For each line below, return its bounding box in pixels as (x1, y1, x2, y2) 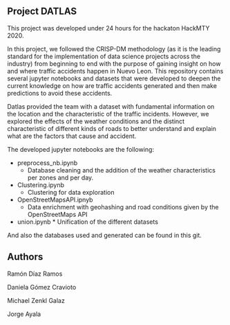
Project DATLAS (7, 6, 77, 17)
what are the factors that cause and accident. (7, 132, 137, 140)
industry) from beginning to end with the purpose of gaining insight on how (7, 59, 221, 68)
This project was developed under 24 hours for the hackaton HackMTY (7, 24, 210, 32)
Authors (7, 251, 44, 263)
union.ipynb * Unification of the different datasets (17, 218, 159, 226)
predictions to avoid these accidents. (7, 89, 113, 97)
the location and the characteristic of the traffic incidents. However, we (7, 109, 209, 118)
